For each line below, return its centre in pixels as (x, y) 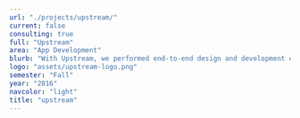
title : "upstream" (43, 100)
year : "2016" (33, 83)
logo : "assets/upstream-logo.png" (74, 67)
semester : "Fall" (42, 75)
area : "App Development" (55, 51)
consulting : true (42, 34)
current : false (37, 26)
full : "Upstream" (42, 42)
